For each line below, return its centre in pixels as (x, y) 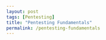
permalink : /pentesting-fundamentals (53, 28)
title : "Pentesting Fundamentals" (49, 22)
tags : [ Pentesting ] (31, 17)
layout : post (22, 11)
